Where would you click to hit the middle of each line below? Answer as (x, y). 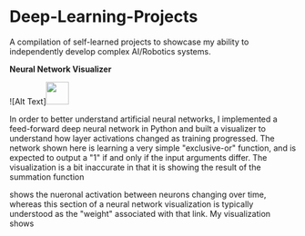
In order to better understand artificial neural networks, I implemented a (143, 119)
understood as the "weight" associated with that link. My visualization (140, 213)
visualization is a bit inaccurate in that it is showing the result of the (135, 167)
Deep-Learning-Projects (104, 17)
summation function (47, 177)
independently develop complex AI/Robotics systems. (110, 51)
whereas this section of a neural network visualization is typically (132, 204)
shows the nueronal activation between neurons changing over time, (138, 194)
